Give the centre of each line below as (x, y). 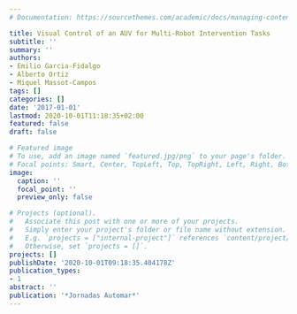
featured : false (39, 124)
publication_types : (45, 271)
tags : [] (25, 91)
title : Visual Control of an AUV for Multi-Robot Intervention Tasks (140, 33)
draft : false (33, 132)
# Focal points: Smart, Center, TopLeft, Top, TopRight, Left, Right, (142, 165)
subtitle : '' (33, 42)
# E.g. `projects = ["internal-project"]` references (114, 238)
